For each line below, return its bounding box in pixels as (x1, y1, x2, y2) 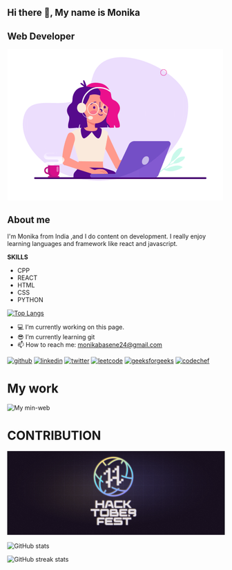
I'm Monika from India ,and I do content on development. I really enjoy (7, 232, 206, 240)
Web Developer (7, 30, 75, 42)
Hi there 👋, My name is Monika (7, 7, 140, 19)
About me (7, 213, 50, 225)
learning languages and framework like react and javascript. (7, 240, 178, 248)
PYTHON (17, 296, 43, 304)
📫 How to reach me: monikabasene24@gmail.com (17, 341, 162, 349)
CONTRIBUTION (7, 428, 101, 444)
